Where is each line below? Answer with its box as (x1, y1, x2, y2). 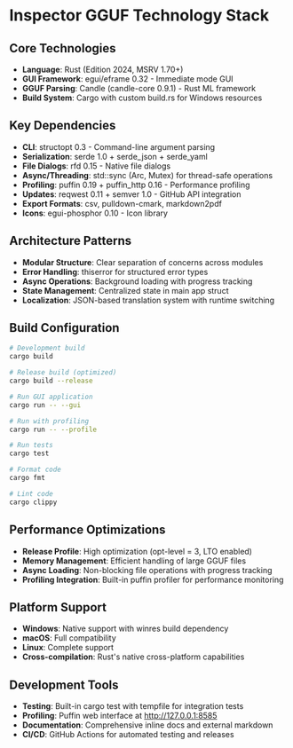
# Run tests (9, 441, 53, 450)
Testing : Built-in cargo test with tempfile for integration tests (21, 701, 244, 712)
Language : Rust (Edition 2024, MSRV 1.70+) (21, 64, 184, 75)
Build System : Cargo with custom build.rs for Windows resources (21, 92, 263, 103)
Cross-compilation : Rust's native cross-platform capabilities (21, 651, 245, 662)
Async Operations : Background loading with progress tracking (21, 276, 253, 287)
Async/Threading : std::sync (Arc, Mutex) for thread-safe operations (21, 169, 273, 180)
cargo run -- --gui (9, 400, 82, 409)
